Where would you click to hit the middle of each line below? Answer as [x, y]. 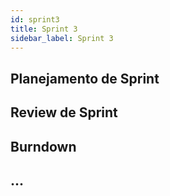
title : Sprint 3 [44, 29]
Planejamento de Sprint [85, 78]
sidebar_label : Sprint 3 [62, 38]
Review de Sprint [64, 112]
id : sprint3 [35, 19]
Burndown [43, 146]
